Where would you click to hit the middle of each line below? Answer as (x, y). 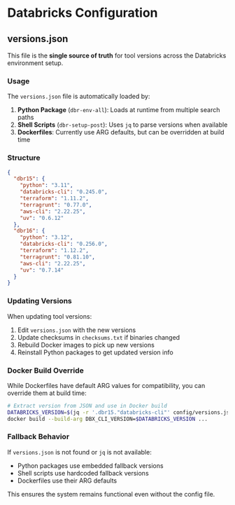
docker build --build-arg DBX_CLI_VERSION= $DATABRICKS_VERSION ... (108, 419)
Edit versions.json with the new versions (77, 330)
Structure (24, 158)
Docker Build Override (45, 371)
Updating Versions (40, 301)
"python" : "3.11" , (47, 186)
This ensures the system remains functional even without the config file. (111, 494)
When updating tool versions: (50, 316)
